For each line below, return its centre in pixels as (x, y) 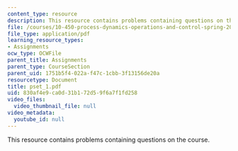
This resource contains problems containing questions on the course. (109, 140)
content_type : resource (42, 14)
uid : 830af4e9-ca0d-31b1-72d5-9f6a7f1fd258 (73, 93)
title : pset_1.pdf (34, 86)
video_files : (27, 100)
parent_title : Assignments (47, 60)
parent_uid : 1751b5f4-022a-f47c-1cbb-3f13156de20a (84, 73)
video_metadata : (31, 113)
